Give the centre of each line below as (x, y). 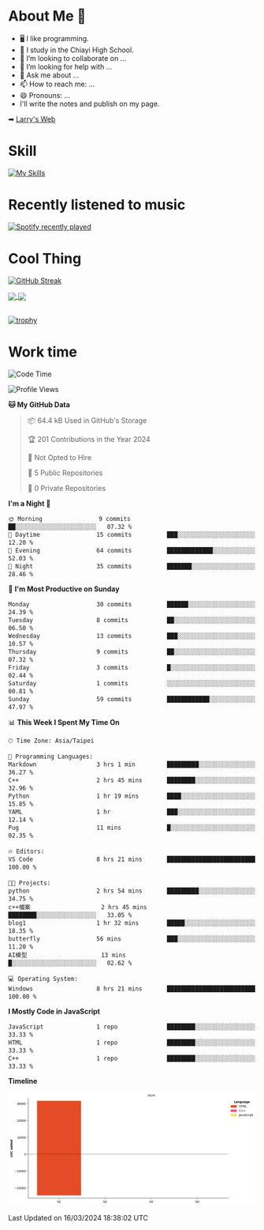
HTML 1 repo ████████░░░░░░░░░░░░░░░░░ (132, 1043)
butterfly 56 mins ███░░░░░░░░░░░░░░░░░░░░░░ (132, 939)
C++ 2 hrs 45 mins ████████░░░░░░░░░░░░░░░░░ (132, 780)
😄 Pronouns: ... (45, 95)
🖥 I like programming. (54, 38)
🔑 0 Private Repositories (67, 488)
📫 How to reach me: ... (57, 84)
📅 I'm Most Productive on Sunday (64, 589)
